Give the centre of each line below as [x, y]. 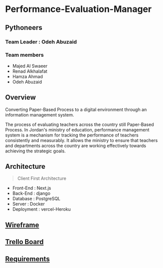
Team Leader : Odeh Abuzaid [41, 42]
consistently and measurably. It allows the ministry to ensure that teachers [81, 140]
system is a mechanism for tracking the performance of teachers [72, 135]
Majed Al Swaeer [30, 66]
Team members [24, 55]
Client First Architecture [42, 178]
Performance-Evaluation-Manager [79, 9]
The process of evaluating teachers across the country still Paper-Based [80, 124]
